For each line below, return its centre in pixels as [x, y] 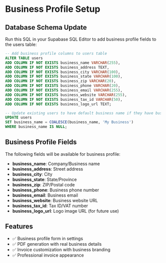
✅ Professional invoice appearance [48, 255]
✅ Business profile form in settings [47, 238]
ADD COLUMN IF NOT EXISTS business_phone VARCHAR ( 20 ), [63, 86]
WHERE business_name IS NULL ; [36, 127]
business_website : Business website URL [55, 200]
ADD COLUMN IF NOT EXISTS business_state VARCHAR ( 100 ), [64, 77]
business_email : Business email [45, 195]
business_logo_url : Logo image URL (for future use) [66, 211]
